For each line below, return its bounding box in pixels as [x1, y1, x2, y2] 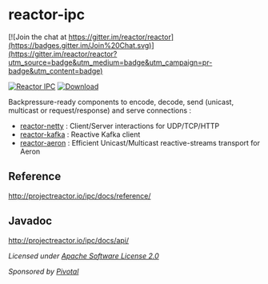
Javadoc [8, 214, 53, 228]
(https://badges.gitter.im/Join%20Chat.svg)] [8, 40, 154, 50]
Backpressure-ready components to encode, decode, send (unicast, [8, 97, 234, 106]
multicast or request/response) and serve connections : [8, 106, 192, 115]
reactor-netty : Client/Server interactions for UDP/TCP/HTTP [19, 121, 220, 130]
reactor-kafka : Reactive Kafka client [19, 130, 141, 139]
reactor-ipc [8, 6, 86, 24]
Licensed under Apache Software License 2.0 [8, 250, 159, 261]
